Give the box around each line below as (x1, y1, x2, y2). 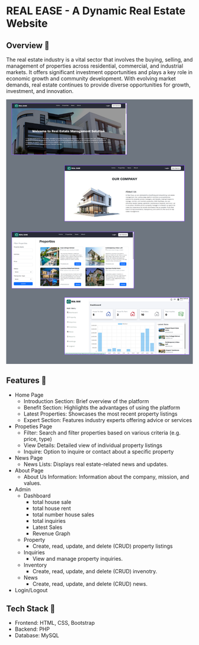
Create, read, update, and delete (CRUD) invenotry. (32, 567, 158, 574)
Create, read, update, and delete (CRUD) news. (32, 580, 148, 587)
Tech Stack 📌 (6, 604, 56, 614)
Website (6, 17, 48, 30)
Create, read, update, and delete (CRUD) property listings (32, 542, 173, 550)
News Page (14, 454, 43, 461)
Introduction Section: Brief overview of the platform (23, 397, 149, 404)
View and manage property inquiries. (32, 555, 123, 562)
